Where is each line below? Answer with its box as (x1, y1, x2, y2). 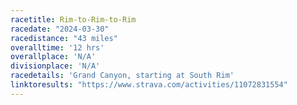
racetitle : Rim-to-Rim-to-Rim (10, 14, 137, 25)
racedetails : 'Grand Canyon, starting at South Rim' (10, 71, 235, 81)
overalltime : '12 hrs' (10, 42, 105, 53)
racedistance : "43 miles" (10, 33, 118, 43)
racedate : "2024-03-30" (10, 24, 110, 34)
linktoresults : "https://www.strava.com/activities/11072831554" (10, 80, 288, 90)
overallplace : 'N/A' (10, 52, 97, 62)
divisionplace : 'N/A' (10, 61, 101, 71)
